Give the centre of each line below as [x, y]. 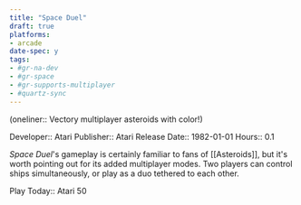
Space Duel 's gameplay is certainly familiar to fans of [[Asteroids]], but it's [149, 154]
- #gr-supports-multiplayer [63, 85]
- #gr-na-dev [34, 69]
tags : [19, 60]
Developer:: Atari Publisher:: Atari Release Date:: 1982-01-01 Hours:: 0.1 [142, 136]
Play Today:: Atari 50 [49, 191]
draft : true [32, 26]
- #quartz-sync [38, 93]
